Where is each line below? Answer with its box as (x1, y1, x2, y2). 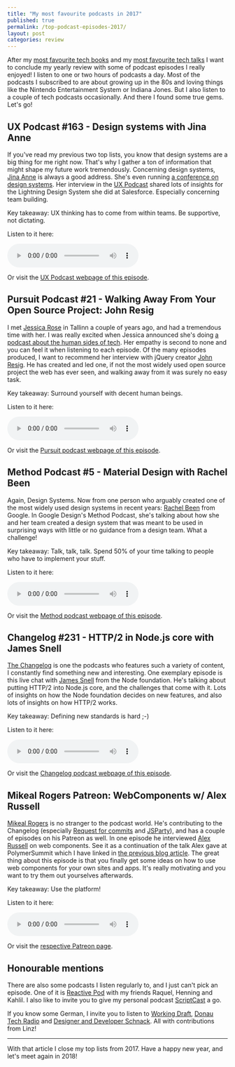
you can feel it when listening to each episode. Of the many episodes (7, 345, 206, 354)
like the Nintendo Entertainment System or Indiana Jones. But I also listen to (7, 86, 226, 94)
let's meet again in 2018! (7, 1052, 78, 1060)
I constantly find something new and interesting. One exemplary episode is (7, 668, 223, 677)
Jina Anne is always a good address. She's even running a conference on (7, 173, 219, 181)
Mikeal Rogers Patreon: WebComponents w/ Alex (7, 789, 227, 801)
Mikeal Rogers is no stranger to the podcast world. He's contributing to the (7, 819, 222, 828)
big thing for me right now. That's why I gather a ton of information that (7, 157, 212, 166)
